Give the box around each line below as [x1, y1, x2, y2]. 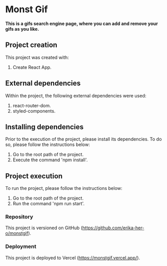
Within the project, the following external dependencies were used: [5, 92, 147, 99]
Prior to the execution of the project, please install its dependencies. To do [5, 136, 162, 142]
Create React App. [12, 64, 52, 70]
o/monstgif [5, 230, 29, 236]
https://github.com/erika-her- [82, 225, 145, 231]
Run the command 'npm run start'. [12, 201, 85, 207]
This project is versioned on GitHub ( [5, 225, 83, 231]
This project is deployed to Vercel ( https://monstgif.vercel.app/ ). [5, 254, 140, 261]
